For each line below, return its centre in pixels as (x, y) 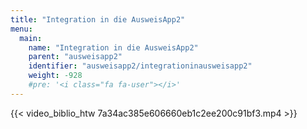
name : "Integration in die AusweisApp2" (113, 47)
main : (31, 38)
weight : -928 (55, 76)
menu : (21, 29)
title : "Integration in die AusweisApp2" (98, 19)
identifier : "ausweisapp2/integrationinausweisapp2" (140, 66)
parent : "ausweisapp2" (75, 57)
